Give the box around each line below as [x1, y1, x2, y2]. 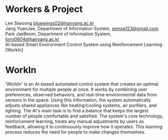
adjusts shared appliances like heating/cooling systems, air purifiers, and [5, 102, 157, 108]
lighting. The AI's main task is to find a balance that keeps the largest [5, 107, 149, 113]
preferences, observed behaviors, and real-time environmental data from [5, 91, 157, 97]
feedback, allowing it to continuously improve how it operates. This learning [5, 123, 163, 129]
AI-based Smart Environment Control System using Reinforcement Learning [5, 41, 162, 47]
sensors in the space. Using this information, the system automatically [5, 97, 151, 103]
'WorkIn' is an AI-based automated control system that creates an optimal [5, 81, 158, 87]
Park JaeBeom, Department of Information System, [5, 31, 112, 37]
